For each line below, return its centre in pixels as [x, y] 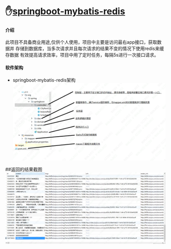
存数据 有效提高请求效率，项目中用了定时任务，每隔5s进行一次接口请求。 [82, 55]
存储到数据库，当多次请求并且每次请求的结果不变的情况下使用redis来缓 [90, 48]
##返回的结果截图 [24, 169]
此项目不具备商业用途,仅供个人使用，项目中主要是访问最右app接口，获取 [81, 42]
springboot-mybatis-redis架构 [44, 80]
